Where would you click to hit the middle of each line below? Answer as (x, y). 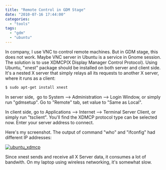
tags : (11, 28)
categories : (17, 19)
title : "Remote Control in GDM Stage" (45, 10)
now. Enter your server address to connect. (50, 122)
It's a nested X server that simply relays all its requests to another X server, (82, 73)
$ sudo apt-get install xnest (37, 87)
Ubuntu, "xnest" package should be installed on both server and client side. (83, 67)
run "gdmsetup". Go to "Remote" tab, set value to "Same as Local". (74, 102)
